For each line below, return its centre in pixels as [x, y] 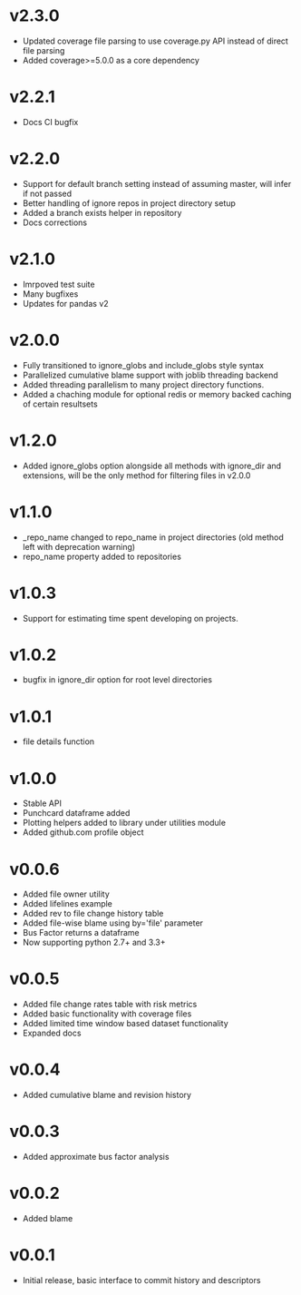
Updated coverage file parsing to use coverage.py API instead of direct [155, 41]
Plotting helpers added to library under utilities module [124, 823]
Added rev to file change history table [93, 914]
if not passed [47, 193]
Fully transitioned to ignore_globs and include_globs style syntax [143, 365]
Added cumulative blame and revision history [107, 1095]
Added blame [48, 1218]
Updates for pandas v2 [65, 303]
